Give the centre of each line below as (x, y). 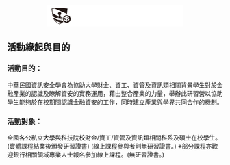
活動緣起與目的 (39, 48)
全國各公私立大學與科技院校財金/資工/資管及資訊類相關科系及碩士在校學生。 (114, 138)
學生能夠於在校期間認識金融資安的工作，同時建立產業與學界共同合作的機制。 (115, 102)
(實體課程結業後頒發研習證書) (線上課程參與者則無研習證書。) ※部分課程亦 (110, 147)
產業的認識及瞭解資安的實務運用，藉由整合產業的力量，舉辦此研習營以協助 (118, 93)
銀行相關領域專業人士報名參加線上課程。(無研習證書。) (89, 155)
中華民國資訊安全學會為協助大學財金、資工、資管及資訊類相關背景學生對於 (112, 85)
